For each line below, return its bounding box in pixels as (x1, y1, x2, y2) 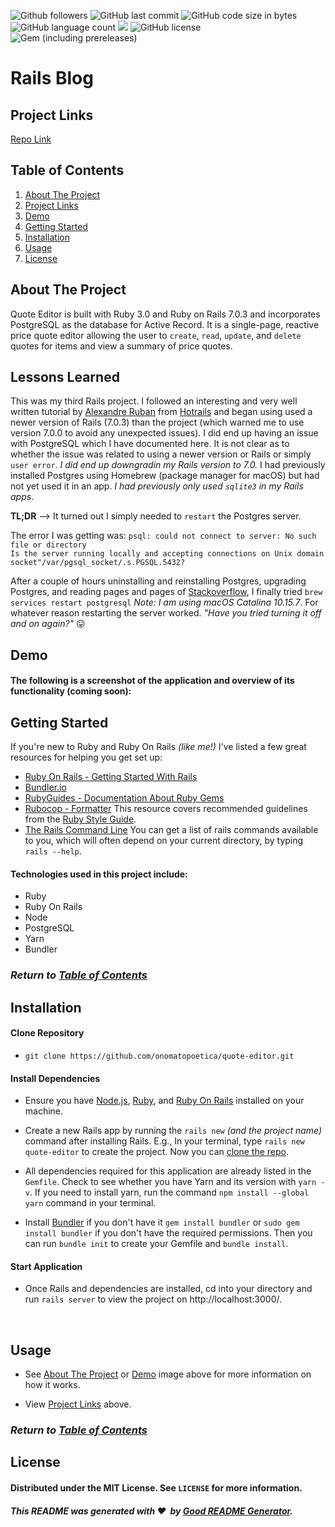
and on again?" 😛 (10, 618, 86, 630)
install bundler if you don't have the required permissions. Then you (24, 1227, 313, 1239)
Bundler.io (24, 781, 67, 794)
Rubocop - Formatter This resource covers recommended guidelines (24, 803, 308, 815)
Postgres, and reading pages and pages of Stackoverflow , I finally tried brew (10, 586, 323, 598)
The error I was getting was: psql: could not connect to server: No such (10, 530, 317, 542)
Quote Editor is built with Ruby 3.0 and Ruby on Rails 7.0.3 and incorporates (10, 308, 321, 320)
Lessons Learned (10, 369, 120, 386)
